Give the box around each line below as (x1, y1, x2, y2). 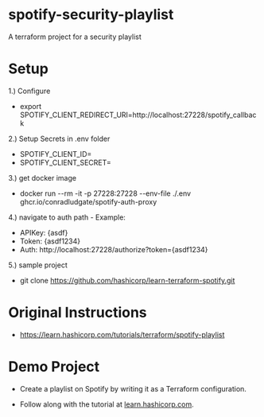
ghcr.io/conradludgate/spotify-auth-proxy (19, 197, 157, 206)
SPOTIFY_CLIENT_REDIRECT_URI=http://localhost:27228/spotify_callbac (19, 110, 257, 119)
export (19, 101, 42, 111)
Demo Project (8, 358, 100, 376)
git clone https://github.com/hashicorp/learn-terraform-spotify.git (19, 275, 235, 285)
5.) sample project (8, 260, 68, 270)
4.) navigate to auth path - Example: (8, 212, 126, 222)
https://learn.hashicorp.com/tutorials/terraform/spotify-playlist (19, 329, 225, 339)
